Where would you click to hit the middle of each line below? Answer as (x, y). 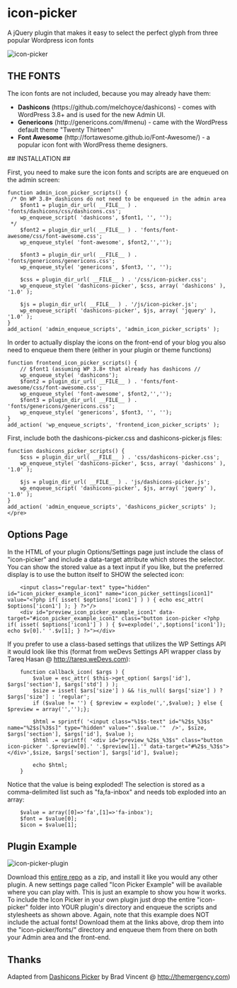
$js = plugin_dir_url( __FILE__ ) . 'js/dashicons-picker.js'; (115, 482)
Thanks (24, 959)
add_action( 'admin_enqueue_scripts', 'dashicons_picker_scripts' (107, 507)
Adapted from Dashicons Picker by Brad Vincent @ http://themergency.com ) (119, 977)
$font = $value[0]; (49, 819)
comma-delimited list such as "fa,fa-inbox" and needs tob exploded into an (117, 792)
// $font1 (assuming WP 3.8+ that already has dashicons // (110, 369)
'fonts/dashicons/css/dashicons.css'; (64, 211)
